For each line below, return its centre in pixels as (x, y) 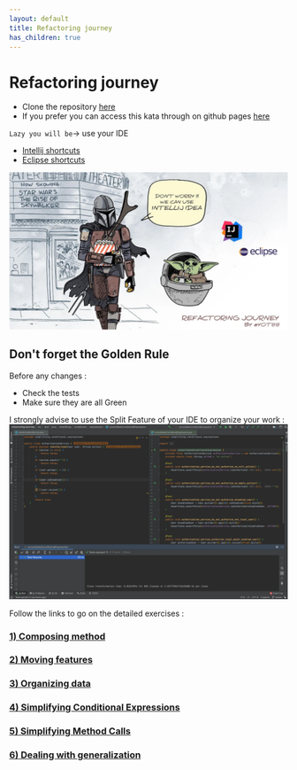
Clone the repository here (69, 107)
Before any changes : (48, 376)
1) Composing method (57, 636)
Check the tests (50, 393)
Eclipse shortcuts (53, 160)
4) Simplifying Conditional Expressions (95, 707)
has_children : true (45, 37)
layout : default (39, 19)
